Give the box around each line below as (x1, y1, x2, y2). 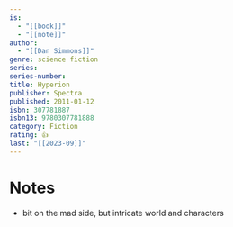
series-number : (9, 72, 67, 81)
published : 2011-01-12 (9, 96, 94, 106)
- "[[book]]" (17, 22, 67, 31)
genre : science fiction (9, 55, 99, 64)
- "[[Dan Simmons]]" (17, 47, 94, 56)
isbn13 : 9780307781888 (9, 113, 94, 123)
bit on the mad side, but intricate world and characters (22, 207, 225, 218)
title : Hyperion (9, 80, 70, 89)
